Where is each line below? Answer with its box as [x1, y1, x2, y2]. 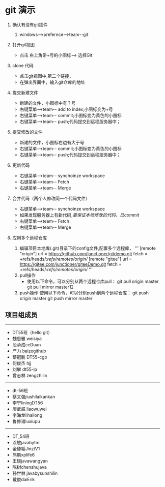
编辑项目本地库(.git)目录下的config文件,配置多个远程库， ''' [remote [19, 245, 156, 251]
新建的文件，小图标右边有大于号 [19, 139, 84, 145]
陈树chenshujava [12, 464, 47, 470]
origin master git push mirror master [19, 295, 93, 301]
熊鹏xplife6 [12, 452, 35, 457]
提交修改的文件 [12, 129, 43, 135]
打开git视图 [12, 41, 35, 47]
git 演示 [5, 4, 36, 16]
